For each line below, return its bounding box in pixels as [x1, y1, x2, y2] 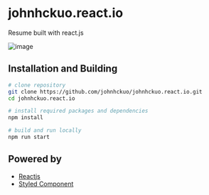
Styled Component [18, 179, 74, 188]
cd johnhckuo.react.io [8, 94, 75, 102]
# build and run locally [8, 127, 82, 134]
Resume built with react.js [8, 28, 84, 37]
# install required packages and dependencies [8, 108, 149, 115]
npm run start [8, 133, 50, 140]
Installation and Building [8, 62, 118, 75]
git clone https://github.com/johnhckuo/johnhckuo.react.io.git [8, 88, 203, 95]
